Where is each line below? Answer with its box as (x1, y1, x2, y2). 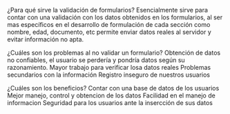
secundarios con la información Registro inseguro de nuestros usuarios (7, 70, 211, 79)
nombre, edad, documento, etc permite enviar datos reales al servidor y (7, 28, 212, 36)
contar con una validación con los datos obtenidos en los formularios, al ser (7, 13, 223, 21)
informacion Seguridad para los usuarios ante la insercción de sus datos (7, 99, 213, 106)
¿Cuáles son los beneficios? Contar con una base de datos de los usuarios (7, 84, 220, 92)
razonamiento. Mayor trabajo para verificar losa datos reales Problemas (7, 64, 211, 71)
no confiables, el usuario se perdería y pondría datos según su (7, 56, 185, 64)
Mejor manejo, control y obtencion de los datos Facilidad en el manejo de (7, 91, 215, 99)
